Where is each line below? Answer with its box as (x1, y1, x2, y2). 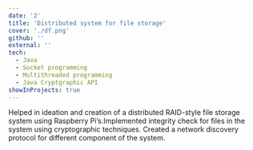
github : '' (8, 34, 45, 42)
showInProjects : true (8, 85, 81, 94)
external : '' (8, 41, 52, 49)
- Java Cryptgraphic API (15, 78, 98, 86)
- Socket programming (15, 64, 88, 72)
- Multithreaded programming (15, 71, 113, 79)
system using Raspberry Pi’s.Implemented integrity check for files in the (8, 116, 246, 126)
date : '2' (8, 11, 42, 20)
